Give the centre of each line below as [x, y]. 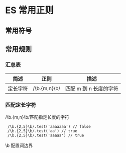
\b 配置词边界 [19, 145]
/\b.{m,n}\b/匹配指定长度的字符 [37, 117]
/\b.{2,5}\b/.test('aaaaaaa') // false [49, 126]
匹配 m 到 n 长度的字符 [92, 89]
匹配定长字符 [21, 105]
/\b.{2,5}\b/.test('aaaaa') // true [46, 135]
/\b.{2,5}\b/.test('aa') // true [42, 131]
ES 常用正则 [29, 10]
